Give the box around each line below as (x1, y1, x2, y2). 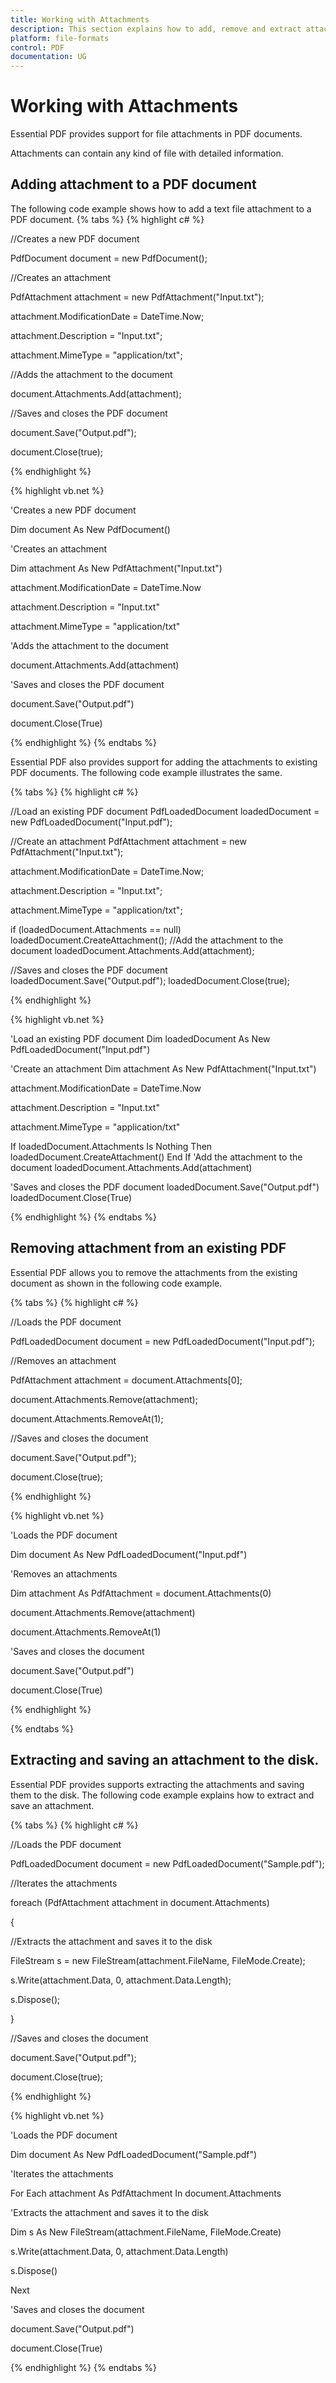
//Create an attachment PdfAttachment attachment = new (10, 835, 247, 847)
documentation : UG (10, 52, 87, 62)
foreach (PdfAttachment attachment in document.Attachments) (10, 1896, 270, 1908)
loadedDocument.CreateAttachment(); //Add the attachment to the (10, 934, 284, 946)
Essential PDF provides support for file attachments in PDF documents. (10, 128, 303, 140)
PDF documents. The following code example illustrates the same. (10, 766, 283, 778)
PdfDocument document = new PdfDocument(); (10, 252, 208, 264)
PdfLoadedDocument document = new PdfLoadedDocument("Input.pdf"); (10, 1335, 316, 1347)
